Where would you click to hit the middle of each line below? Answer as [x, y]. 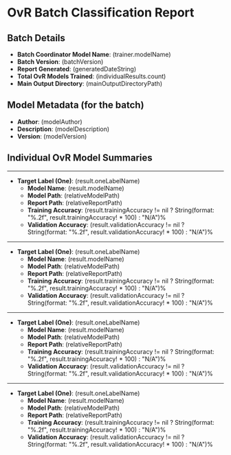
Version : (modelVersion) [52, 136]
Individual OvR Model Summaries [80, 158]
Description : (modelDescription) [63, 129]
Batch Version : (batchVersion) [60, 62]
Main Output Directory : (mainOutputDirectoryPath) [90, 83]
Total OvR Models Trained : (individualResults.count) [91, 76]
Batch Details [36, 38]
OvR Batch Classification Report [101, 13]
